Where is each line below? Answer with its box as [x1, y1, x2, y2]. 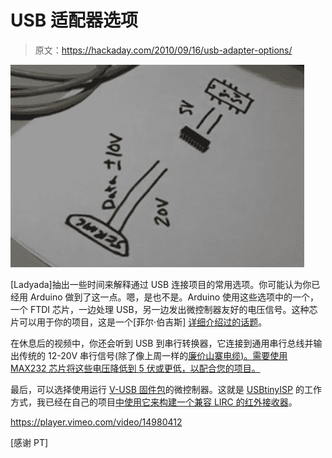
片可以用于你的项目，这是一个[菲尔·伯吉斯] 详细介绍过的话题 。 [10, 316, 268, 328]
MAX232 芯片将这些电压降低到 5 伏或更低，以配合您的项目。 [10, 362, 261, 374]
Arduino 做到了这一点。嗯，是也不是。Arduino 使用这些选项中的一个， [29, 291, 320, 303]
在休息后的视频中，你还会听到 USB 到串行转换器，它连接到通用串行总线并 [10, 337, 314, 349]
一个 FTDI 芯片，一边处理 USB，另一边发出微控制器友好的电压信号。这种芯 [10, 303, 318, 315]
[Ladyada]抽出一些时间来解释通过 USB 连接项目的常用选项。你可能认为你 [10, 278, 312, 290]
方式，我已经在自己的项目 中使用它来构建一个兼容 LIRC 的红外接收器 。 [10, 396, 298, 408]
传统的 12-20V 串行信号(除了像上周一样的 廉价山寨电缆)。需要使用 [18, 349, 288, 361]
